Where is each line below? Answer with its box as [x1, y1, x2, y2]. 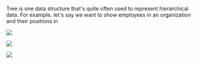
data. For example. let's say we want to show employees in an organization [6, 11, 192, 18]
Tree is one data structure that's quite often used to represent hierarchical [6, 5, 189, 12]
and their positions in [6, 18, 58, 24]
